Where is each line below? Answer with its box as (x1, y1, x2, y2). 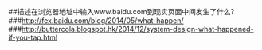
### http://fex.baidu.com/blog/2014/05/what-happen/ (8, 16, 185, 25)
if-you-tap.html (8, 33, 58, 42)
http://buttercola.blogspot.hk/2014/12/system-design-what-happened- (21, 25, 254, 33)
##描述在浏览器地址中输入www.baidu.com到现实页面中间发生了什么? (8, 7, 235, 16)
